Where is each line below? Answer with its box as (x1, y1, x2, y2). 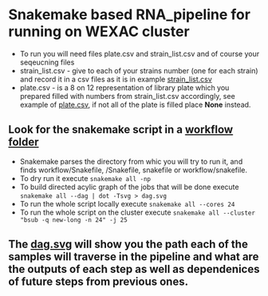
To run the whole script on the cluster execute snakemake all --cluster (19, 207, 255, 217)
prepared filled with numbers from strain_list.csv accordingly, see (19, 91, 235, 101)
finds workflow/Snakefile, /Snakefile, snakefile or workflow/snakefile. (19, 165, 247, 175)
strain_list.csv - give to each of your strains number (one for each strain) (19, 65, 258, 75)
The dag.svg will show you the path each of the (8, 238, 249, 251)
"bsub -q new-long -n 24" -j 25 (19, 215, 128, 224)
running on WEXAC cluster (8, 22, 190, 41)
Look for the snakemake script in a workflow (8, 123, 234, 136)
